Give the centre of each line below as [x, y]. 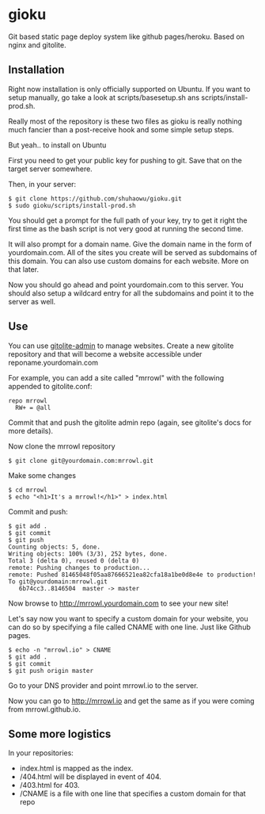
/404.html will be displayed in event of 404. [91, 777]
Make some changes [42, 475]
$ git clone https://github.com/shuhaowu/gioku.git [95, 199]
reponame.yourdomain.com [53, 362]
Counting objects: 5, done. [55, 547]
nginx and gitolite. [37, 44]
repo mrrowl [28, 401]
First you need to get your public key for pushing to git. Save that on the [125, 160]
